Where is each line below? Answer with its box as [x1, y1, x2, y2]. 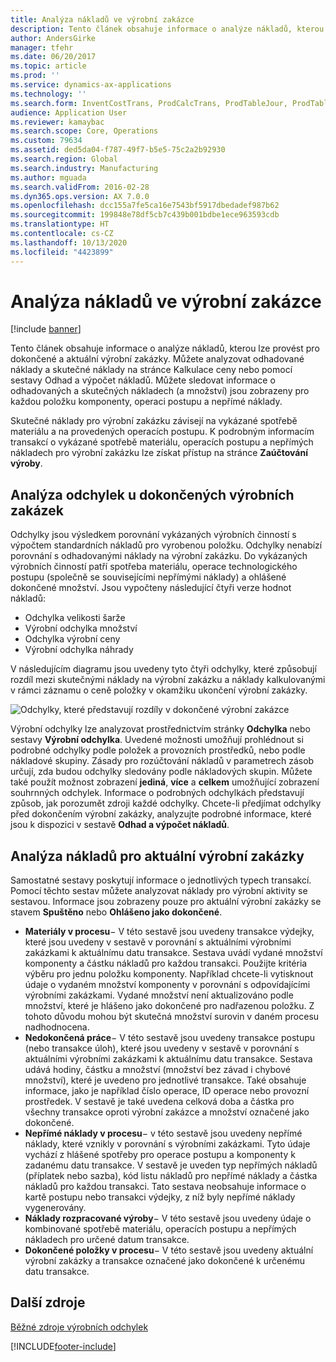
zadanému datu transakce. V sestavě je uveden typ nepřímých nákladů [24, 1159, 318, 1171]
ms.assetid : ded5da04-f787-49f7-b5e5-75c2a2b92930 [10, 145, 226, 155]
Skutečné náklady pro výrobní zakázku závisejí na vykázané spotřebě [10, 415, 298, 427]
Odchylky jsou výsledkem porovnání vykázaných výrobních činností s [10, 529, 297, 541]
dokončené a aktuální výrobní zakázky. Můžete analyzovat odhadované [10, 353, 305, 365]
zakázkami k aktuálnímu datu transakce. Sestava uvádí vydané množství [24, 947, 323, 959]
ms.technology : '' [10, 89, 87, 99]
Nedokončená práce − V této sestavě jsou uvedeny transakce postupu [24, 1032, 316, 1044]
